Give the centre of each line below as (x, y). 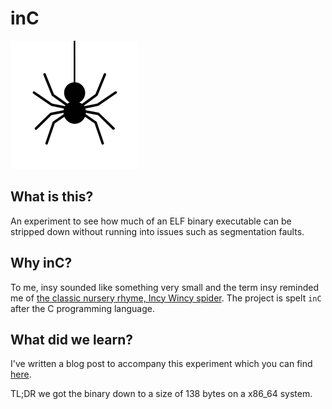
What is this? (52, 197)
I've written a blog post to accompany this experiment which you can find (161, 364)
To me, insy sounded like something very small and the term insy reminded (165, 287)
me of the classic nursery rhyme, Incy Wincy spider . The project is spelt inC (166, 298)
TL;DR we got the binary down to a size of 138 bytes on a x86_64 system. (161, 394)
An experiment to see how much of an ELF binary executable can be (151, 221)
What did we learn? (72, 339)
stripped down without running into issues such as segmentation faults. (157, 231)
